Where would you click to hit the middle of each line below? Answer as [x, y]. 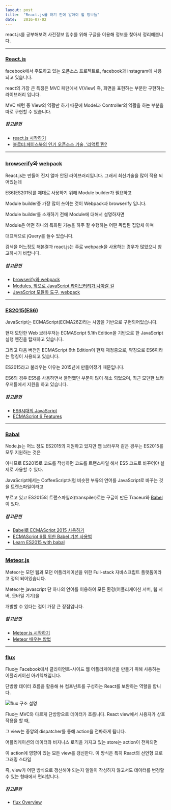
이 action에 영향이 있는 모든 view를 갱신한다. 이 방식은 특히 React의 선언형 [79, 753]
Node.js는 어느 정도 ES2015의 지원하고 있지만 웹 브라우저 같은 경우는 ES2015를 [84, 446]
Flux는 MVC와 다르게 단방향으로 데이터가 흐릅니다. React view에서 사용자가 [81, 714]
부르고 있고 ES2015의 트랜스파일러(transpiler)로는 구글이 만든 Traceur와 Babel [84, 498]
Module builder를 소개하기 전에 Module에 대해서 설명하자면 [65, 214]
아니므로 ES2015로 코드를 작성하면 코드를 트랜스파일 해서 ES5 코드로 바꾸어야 [82, 463]
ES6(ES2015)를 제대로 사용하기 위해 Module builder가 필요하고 [68, 192]
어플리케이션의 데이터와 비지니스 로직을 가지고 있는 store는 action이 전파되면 [81, 742]
